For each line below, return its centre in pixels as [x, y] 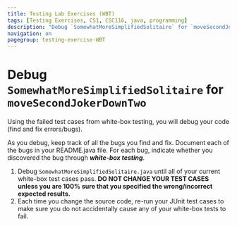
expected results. [44, 194]
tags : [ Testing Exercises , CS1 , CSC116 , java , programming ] [98, 20]
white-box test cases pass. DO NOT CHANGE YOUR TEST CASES [113, 179]
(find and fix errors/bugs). [45, 129]
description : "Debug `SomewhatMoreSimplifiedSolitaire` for [98, 27]
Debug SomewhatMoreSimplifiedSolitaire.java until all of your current [119, 171]
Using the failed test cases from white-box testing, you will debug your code [119, 122]
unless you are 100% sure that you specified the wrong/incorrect [115, 187]
